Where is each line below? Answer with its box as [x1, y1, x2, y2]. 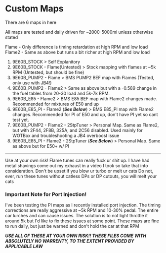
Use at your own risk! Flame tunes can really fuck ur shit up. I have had [5, 157, 150, 163]
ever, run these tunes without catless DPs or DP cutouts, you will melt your [5, 173, 157, 179]
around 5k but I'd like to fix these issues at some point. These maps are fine [5, 218, 160, 224]
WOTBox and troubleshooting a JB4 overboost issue [12, 132, 120, 138]
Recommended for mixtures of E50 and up [12, 101, 99, 107]
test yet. [12, 117, 29, 123]
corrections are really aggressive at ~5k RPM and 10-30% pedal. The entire [5, 207, 159, 213]
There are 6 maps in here [5, 19, 57, 25]
